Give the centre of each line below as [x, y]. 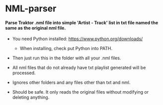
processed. [24, 73]
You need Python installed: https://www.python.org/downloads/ [78, 39]
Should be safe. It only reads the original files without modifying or [81, 92]
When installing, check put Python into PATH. [66, 49]
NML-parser [31, 9]
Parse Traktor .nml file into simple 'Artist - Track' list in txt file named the [81, 22]
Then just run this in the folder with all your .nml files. [67, 58]
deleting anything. [31, 98]
